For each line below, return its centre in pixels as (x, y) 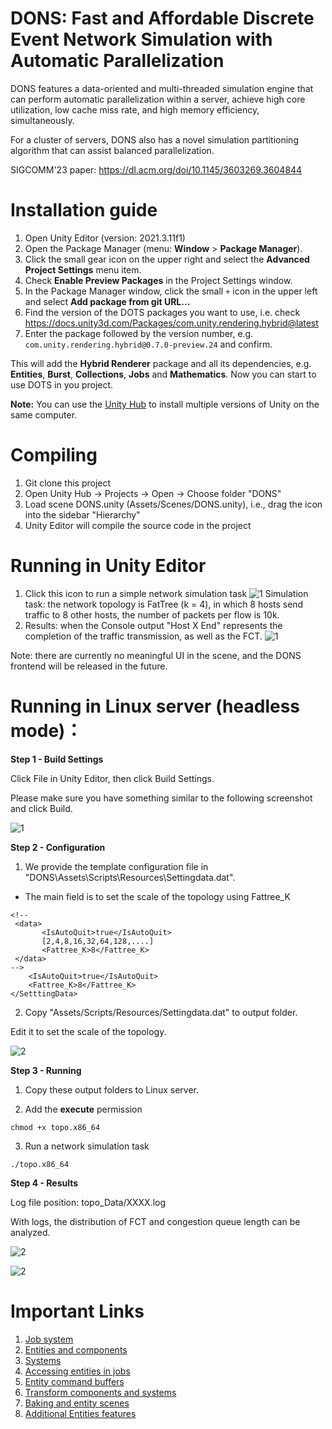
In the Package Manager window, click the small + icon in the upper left (171, 291)
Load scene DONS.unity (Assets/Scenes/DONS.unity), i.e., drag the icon (173, 504)
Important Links (77, 1311)
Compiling (54, 455)
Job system (49, 1339)
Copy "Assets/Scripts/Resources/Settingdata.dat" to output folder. (161, 1012)
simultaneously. (42, 120)
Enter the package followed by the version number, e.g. (139, 333)
